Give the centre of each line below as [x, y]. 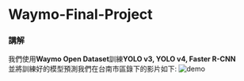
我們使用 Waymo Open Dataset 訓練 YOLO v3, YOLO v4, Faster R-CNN [122, 59]
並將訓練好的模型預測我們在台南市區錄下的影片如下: [93, 69]
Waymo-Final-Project [80, 15]
